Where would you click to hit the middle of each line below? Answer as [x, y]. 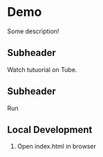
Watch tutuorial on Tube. [42, 69]
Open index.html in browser [57, 147]
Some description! [33, 31]
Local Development [50, 130]
